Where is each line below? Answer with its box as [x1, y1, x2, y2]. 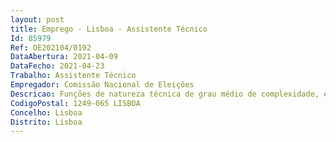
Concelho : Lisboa [10, 107, 83, 118]
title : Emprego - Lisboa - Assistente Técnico [10, 24, 208, 34]
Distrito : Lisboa [10, 117, 83, 127]
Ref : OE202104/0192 [10, 42, 92, 53]
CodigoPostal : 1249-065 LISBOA [10, 98, 141, 108]
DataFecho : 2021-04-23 [10, 61, 105, 71]
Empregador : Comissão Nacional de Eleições [10, 80, 195, 90]
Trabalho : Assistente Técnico [10, 71, 137, 81]
